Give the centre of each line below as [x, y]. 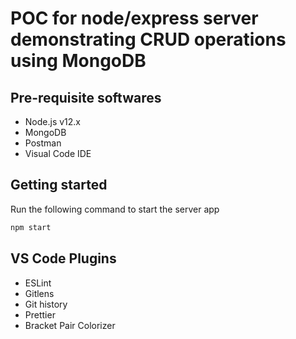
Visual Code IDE [58, 153]
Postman [43, 143]
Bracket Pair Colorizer [70, 325]
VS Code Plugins [63, 258]
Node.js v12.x [53, 121]
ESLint [38, 283]
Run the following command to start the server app [115, 209]
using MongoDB [78, 61]
